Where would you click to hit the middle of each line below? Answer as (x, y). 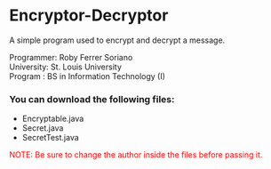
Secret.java (43, 128)
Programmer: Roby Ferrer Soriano (71, 57)
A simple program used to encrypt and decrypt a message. (117, 40)
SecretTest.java (51, 138)
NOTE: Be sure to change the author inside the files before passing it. (136, 155)
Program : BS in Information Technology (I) (88, 76)
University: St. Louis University (66, 67)
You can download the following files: (92, 99)
